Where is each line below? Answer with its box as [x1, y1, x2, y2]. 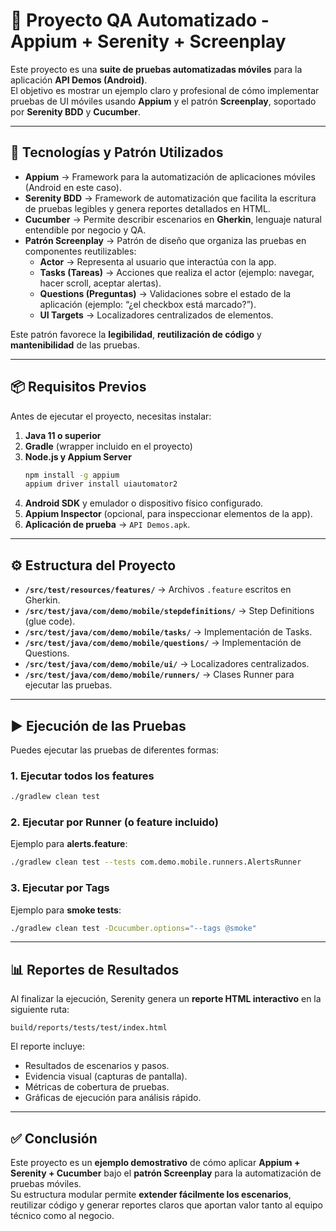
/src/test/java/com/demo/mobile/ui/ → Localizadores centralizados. [24, 658, 310, 670]
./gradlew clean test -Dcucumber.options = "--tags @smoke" [10, 923, 257, 933]
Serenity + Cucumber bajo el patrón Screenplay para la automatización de [10, 1167, 322, 1179]
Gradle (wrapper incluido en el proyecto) [24, 440, 193, 452]
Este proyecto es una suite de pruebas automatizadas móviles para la [10, 63, 303, 75]
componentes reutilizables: [24, 245, 137, 257]
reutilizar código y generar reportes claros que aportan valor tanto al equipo [10, 1199, 323, 1211]
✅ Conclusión [10, 1130, 98, 1147]
